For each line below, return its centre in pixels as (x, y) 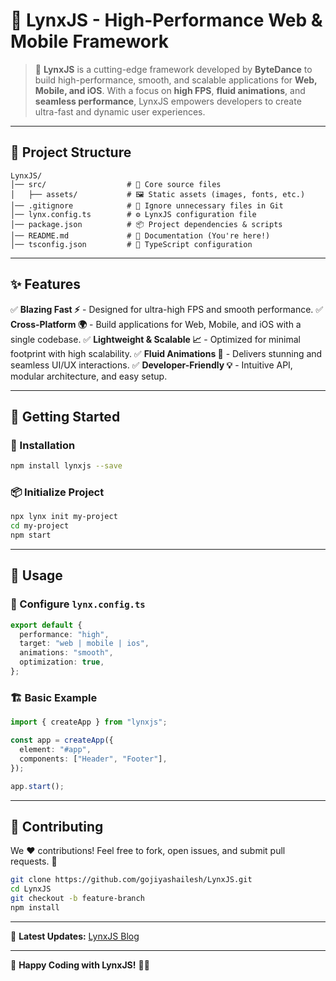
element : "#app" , (55, 750)
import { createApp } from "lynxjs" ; (89, 722)
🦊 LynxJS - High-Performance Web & (166, 20)
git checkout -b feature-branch (77, 899)
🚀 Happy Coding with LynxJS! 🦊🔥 (80, 965)
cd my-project (40, 526)
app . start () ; (37, 786)
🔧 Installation (43, 445)
